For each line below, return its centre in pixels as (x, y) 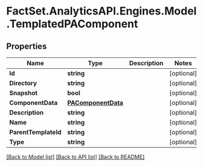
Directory (23, 83)
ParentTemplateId (35, 132)
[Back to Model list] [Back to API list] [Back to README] (76, 157)
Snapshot (24, 93)
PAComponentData (95, 103)
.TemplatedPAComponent (72, 24)
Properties (27, 46)
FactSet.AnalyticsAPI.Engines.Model (101, 11)
